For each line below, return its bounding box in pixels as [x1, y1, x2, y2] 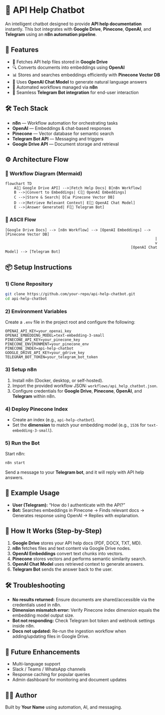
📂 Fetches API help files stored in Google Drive [12, 59, 108, 65]
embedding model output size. [12, 613, 75, 619]
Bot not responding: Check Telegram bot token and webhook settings [12, 618, 155, 624]
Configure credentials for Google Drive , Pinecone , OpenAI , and [12, 388, 142, 394]
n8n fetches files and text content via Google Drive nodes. [12, 545, 132, 551]
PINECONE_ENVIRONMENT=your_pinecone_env [5, 342, 90, 347]
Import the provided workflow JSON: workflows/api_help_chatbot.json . [12, 383, 158, 389]
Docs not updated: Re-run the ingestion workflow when [12, 628, 127, 634]
